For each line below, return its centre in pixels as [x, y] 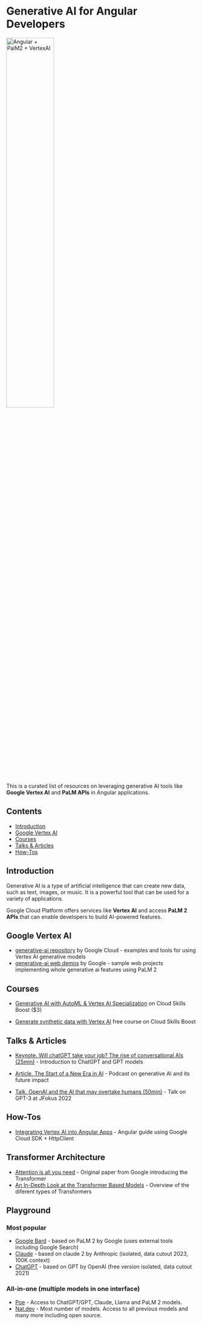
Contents [24, 812]
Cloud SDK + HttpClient [44, 1138]
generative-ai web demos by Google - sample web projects [89, 963]
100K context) [32, 1260]
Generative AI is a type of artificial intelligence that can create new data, [96, 886]
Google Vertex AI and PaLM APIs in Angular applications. [78, 792]
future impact [32, 1080]
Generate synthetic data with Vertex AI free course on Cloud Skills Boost [105, 1022]
